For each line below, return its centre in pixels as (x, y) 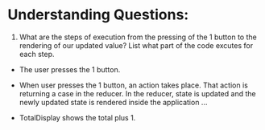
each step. (37, 54)
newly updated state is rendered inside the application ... (113, 102)
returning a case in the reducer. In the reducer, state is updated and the (137, 93)
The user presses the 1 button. (70, 69)
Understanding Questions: (98, 15)
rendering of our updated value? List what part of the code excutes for (136, 45)
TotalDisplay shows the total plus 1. (77, 117)
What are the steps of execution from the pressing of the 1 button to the (138, 37)
